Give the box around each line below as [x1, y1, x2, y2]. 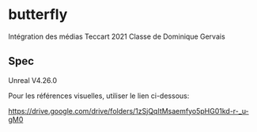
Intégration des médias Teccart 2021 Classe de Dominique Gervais [8, 32, 225, 41]
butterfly [8, 6, 68, 24]
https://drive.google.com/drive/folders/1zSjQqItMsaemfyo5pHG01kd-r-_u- [8, 106, 249, 115]
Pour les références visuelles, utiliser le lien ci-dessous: [8, 91, 190, 100]
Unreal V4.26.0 [8, 75, 58, 85]
